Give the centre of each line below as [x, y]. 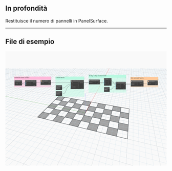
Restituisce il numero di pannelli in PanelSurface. [57, 20]
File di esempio [30, 42]
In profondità [26, 8]
